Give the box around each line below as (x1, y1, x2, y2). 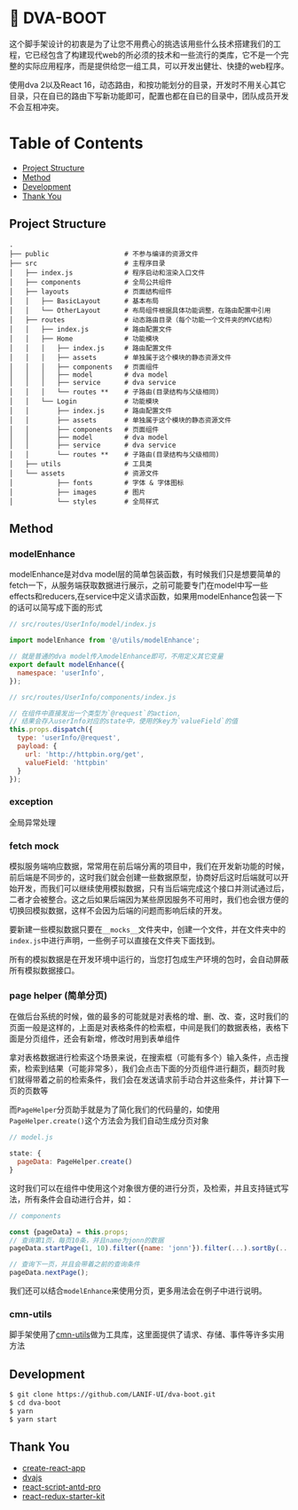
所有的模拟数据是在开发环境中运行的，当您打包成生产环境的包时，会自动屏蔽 (9, 953, 289, 965)
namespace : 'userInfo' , (17, 669, 105, 677)
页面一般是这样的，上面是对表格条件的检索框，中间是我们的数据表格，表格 (9, 1022, 281, 1033)
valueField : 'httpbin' (25, 758, 109, 767)
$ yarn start (9, 1414, 58, 1424)
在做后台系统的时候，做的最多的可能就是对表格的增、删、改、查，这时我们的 (9, 1011, 289, 1022)
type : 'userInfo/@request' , (17, 733, 122, 743)
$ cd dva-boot (9, 1398, 62, 1407)
